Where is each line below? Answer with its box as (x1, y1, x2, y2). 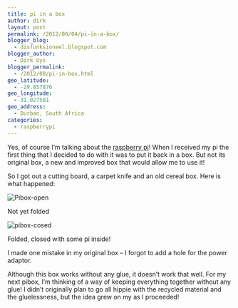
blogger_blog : (7, 37, 50, 44)
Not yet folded (7, 207, 50, 215)
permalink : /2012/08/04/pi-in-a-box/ (7, 30, 120, 38)
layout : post (7, 24, 46, 31)
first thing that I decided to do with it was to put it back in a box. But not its (7, 150, 226, 159)
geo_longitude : (7, 90, 53, 97)
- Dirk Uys (14, 57, 46, 64)
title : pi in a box (7, 10, 66, 18)
